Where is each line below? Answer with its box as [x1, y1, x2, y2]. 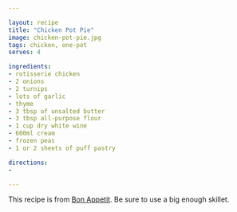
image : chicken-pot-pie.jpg [8, 33, 102, 41]
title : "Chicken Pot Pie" [8, 26, 94, 34]
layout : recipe [8, 18, 59, 26]
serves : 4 [8, 49, 41, 57]
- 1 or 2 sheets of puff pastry [8, 144, 116, 152]
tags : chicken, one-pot [8, 41, 88, 49]
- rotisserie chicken [8, 70, 81, 78]
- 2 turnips [8, 84, 48, 92]
